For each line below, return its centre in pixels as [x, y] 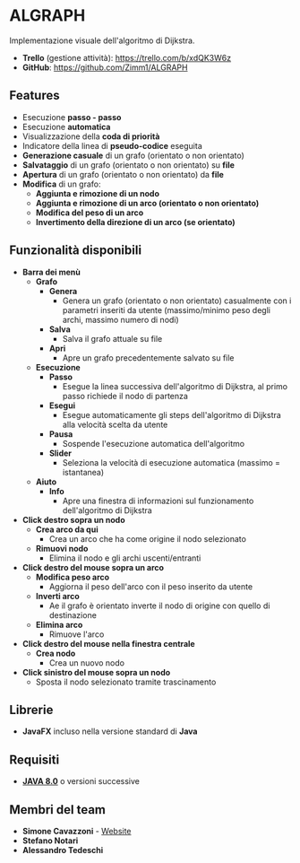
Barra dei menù [51, 272]
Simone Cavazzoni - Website [77, 831]
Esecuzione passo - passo [72, 117]
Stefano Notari [50, 841]
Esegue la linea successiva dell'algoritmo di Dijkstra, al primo [175, 386]
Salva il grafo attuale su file [112, 338]
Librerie [31, 710]
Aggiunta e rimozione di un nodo [97, 193]
